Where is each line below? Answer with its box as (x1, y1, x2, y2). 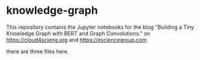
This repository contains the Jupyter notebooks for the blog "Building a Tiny (6, 23, 195, 31)
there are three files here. (6, 47, 69, 55)
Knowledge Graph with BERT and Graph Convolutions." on (6, 29, 151, 37)
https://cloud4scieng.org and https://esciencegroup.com (6, 36, 147, 43)
